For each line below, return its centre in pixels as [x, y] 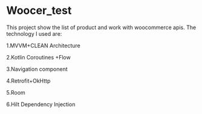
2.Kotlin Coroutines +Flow [38, 57]
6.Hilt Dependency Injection [41, 104]
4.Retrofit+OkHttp [28, 81]
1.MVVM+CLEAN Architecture [43, 45]
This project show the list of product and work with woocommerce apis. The [101, 27]
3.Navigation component [37, 69]
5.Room [16, 92]
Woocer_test [39, 11]
